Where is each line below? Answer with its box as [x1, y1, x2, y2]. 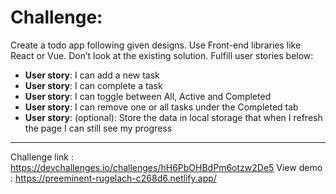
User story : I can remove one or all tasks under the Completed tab [24, 101, 299, 113]
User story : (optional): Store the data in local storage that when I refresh [24, 111, 323, 123]
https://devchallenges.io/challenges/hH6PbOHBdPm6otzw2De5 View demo [10, 161, 323, 173]
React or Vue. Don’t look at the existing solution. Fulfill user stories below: [10, 49, 314, 61]
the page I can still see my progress [24, 122, 173, 134]
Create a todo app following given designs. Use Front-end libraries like [10, 39, 302, 51]
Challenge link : [10, 151, 74, 163]
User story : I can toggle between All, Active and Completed [24, 90, 272, 102]
